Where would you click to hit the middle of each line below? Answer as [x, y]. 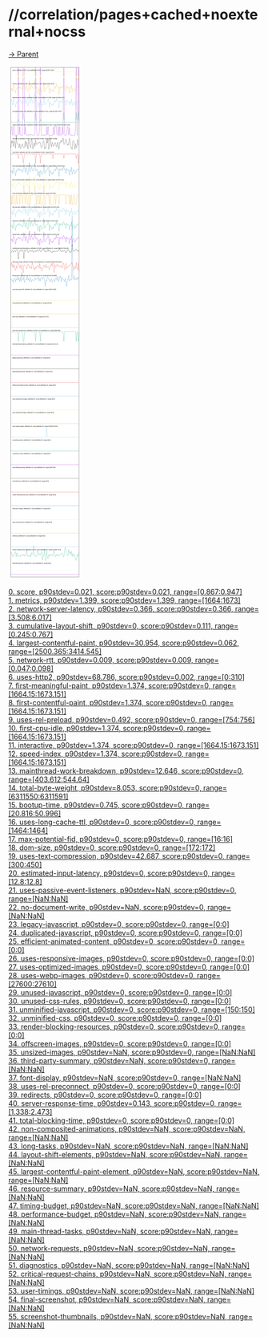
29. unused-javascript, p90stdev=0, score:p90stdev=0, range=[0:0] [120, 992]
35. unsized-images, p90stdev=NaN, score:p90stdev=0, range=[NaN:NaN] [132, 1052]
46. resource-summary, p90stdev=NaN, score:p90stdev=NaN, [111, 1189]
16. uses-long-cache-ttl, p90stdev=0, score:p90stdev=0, [102, 822]
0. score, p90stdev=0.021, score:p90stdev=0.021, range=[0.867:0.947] [125, 591]
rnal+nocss [47, 32]
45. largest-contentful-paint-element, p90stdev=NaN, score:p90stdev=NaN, [134, 1171]
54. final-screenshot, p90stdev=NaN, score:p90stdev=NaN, [107, 1299]
